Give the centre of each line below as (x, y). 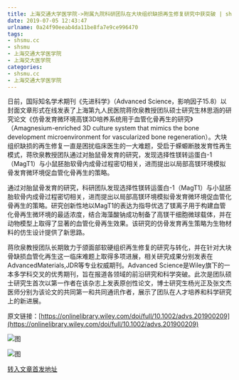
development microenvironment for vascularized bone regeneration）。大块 (117, 137)
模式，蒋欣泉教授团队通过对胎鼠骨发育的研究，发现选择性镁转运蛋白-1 (110, 155)
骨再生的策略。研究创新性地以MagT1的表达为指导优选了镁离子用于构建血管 (117, 206)
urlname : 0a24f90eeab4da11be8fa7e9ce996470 (73, 27)
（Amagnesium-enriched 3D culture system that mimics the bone (103, 128)
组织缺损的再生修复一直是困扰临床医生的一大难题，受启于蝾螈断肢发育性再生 (119, 146)
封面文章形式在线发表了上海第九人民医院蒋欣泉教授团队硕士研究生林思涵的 (116, 111)
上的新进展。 (26, 301)
